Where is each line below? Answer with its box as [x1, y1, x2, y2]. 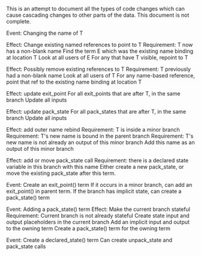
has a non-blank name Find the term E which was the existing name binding [6, 47, 194, 55]
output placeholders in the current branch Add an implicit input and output [6, 219, 190, 225]
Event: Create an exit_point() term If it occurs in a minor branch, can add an [6, 181, 193, 188]
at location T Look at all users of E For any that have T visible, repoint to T [6, 54, 188, 61]
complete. [6, 18, 31, 25]
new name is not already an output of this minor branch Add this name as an [6, 139, 195, 146]
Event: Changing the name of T [6, 29, 83, 37]
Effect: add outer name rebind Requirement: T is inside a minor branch [6, 126, 180, 133]
